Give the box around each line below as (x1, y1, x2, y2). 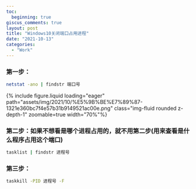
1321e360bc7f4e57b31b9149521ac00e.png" (6, 105, 113, 112)
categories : (6, 42, 35, 48)
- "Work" (11, 47, 33, 53)
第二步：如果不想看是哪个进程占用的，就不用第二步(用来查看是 (6, 126, 184, 135)
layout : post (6, 25, 38, 31)
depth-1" (6, 110, 28, 118)
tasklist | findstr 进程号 (6, 149, 70, 155)
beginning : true (11, 14, 51, 20)
